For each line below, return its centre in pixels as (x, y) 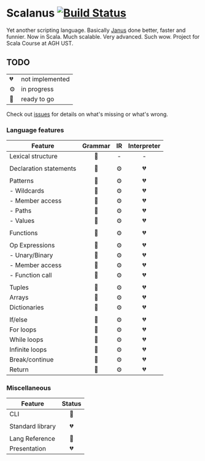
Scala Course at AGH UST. (40, 43)
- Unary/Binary (31, 255)
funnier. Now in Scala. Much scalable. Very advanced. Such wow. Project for (103, 36)
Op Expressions (32, 246)
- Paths (21, 211)
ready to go (38, 99)
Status (72, 404)
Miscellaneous (29, 388)
